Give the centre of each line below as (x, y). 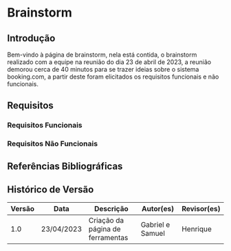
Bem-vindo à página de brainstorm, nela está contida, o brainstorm (102, 54)
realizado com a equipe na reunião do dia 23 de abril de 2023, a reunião (109, 62)
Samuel (153, 234)
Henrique (197, 229)
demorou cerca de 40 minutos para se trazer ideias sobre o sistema (103, 69)
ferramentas (108, 238)
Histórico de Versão (51, 190)
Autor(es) (158, 209)
